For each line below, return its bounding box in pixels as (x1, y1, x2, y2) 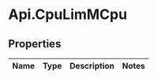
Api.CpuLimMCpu (8, 6, 128, 24)
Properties (8, 37, 62, 51)
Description (69, 61, 114, 71)
